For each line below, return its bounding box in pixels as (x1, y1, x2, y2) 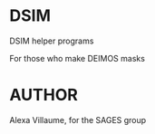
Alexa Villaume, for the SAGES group (9, 114, 147, 125)
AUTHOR (9, 85, 79, 105)
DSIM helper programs (9, 35, 94, 46)
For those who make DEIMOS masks (9, 53, 145, 63)
